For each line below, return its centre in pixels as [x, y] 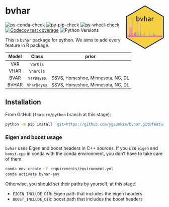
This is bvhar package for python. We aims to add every [63, 40]
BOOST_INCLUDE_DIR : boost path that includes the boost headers [77, 199]
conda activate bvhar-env [32, 174]
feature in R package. [27, 45]
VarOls [37, 64]
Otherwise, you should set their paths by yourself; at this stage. [71, 184]
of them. [14, 159]
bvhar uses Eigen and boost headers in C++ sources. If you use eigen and [82, 148]
